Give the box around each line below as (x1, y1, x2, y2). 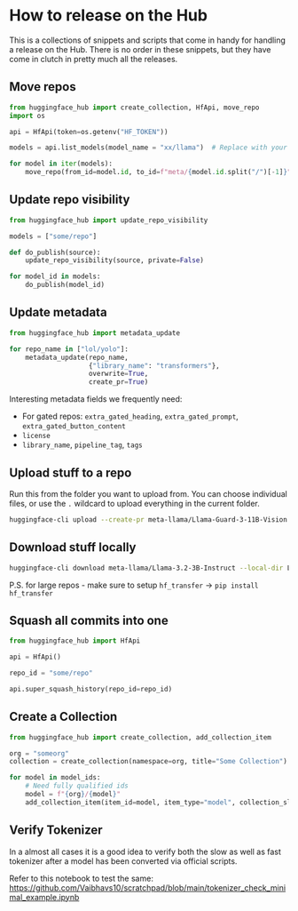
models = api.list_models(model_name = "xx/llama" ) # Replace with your (9, 143, 288, 152)
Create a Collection (9, 709, 118, 724)
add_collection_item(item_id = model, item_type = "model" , (25, 797, 237, 807)
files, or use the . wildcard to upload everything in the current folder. (9, 498, 260, 508)
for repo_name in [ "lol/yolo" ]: (9, 344, 129, 354)
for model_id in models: (9, 272, 101, 281)
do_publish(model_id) (25, 281, 105, 290)
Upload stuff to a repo (9, 465, 132, 480)
